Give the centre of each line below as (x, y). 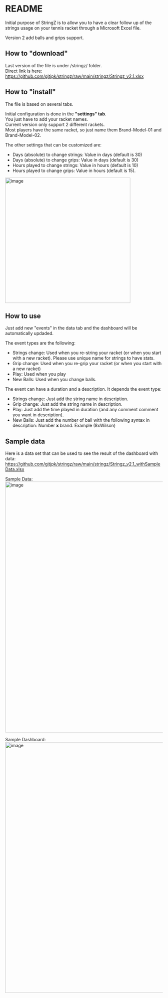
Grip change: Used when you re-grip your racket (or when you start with (87, 364)
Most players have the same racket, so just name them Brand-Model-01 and (83, 130)
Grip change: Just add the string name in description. (67, 404)
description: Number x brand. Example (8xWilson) (64, 426)
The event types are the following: (40, 343)
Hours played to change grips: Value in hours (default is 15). (74, 171)
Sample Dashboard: (25, 740)
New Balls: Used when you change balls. (54, 380)
